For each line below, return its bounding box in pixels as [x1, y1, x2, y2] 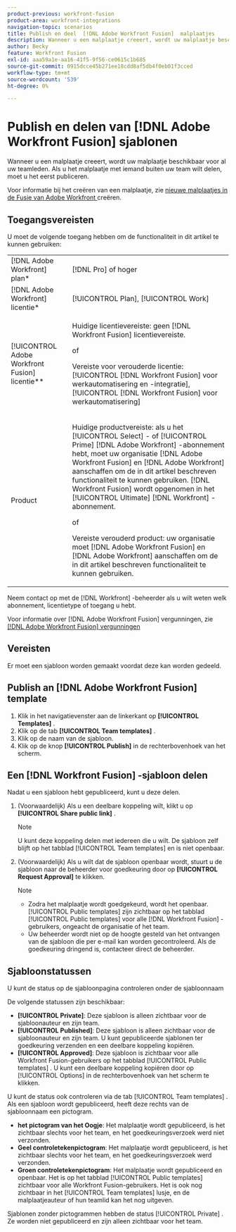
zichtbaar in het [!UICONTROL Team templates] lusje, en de [17, 1188, 190, 1197]
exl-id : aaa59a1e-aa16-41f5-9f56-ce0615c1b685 [7, 56, 146, 63]
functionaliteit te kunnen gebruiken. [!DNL [72, 475, 210, 485]
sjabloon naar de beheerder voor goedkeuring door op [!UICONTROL [17, 865, 218, 874]
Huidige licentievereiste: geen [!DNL [72, 321, 191, 331]
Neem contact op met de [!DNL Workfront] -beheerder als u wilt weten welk [7, 593, 227, 602]
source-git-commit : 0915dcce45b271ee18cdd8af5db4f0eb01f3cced [7, 63, 193, 70]
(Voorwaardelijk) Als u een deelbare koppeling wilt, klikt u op [17, 801, 193, 811]
